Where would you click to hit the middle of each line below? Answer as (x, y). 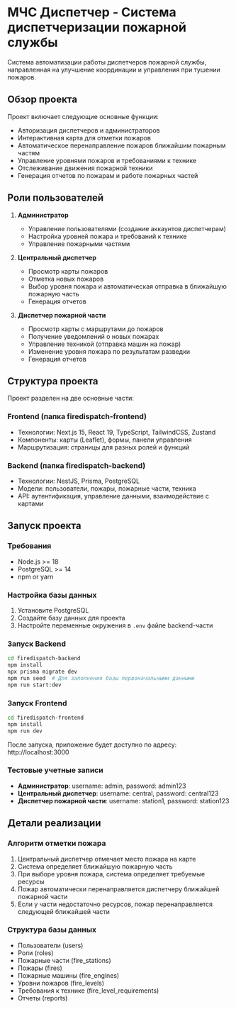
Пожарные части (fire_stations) (64, 960)
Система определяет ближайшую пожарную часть (95, 866)
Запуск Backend (36, 644)
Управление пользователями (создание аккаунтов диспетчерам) (127, 228)
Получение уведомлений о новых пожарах (94, 336)
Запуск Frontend (37, 703)
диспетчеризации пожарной (97, 27)
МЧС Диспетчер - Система (92, 12)
